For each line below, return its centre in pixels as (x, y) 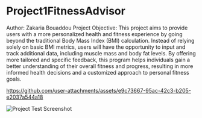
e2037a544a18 (25, 97)
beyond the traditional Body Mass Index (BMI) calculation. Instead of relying (100, 40)
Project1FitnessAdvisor (66, 11)
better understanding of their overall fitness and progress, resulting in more (100, 66)
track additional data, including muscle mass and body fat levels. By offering (101, 53)
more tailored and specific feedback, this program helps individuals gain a (98, 60)
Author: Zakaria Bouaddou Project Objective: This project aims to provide (97, 28)
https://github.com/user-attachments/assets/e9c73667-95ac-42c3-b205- (99, 90)
